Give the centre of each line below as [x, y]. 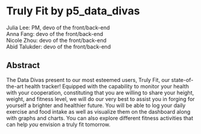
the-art [15, 86]
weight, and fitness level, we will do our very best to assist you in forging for [100, 99]
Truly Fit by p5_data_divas [73, 11]
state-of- [182, 80]
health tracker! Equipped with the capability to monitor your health [107, 86]
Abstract [23, 66]
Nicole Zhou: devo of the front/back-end [56, 40]
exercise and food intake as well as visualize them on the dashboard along [98, 111]
